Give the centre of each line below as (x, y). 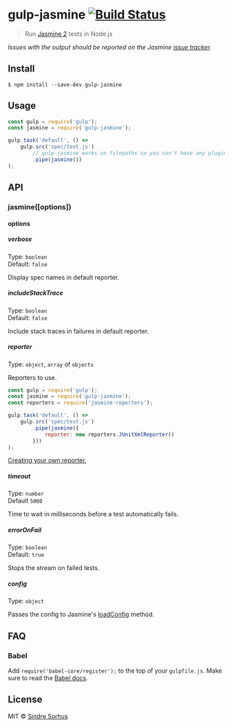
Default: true (26, 555)
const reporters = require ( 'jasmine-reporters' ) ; (81, 403)
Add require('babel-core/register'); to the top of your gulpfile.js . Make (115, 671)
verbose (20, 239)
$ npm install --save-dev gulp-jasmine (65, 85)
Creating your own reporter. (47, 461)
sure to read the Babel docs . (48, 677)
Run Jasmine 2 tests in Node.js (68, 34)
